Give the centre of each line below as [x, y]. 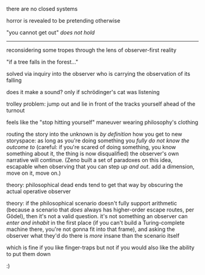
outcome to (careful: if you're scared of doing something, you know [91, 147]
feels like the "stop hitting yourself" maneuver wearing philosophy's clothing [102, 122]
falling [14, 80]
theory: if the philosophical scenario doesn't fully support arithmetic [92, 203]
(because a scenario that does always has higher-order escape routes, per [100, 210]
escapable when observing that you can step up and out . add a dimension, [100, 167]
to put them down [28, 254]
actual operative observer [39, 191]
